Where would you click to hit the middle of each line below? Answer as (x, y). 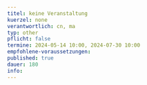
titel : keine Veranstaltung (48, 13)
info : (15, 71)
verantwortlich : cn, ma (41, 26)
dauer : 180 (23, 64)
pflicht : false (29, 39)
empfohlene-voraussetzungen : (49, 52)
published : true (30, 58)
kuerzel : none (28, 20)
